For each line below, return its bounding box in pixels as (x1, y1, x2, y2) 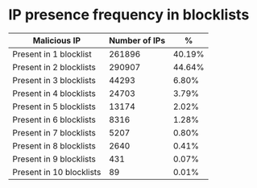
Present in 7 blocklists (12, 127, 97, 138)
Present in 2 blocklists (12, 61, 97, 73)
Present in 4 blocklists (12, 87, 97, 98)
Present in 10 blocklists (12, 166, 102, 178)
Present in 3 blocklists (12, 74, 97, 86)
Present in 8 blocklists (12, 140, 97, 151)
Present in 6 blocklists (12, 114, 97, 125)
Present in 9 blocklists (12, 153, 97, 165)
